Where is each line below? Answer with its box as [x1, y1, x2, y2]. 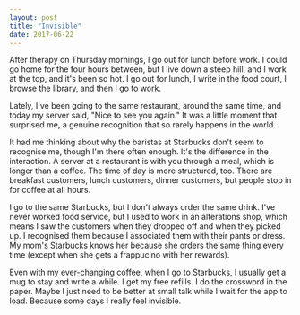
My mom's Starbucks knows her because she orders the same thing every [9, 240, 284, 251]
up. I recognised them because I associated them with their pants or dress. [9, 231, 286, 241]
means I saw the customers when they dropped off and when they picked [9, 221, 281, 232]
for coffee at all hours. [9, 185, 91, 196]
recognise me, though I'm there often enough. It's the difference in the [9, 146, 269, 157]
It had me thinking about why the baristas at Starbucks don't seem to [9, 136, 264, 148]
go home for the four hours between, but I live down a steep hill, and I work [9, 64, 287, 74]
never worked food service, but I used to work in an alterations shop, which [9, 212, 288, 223]
